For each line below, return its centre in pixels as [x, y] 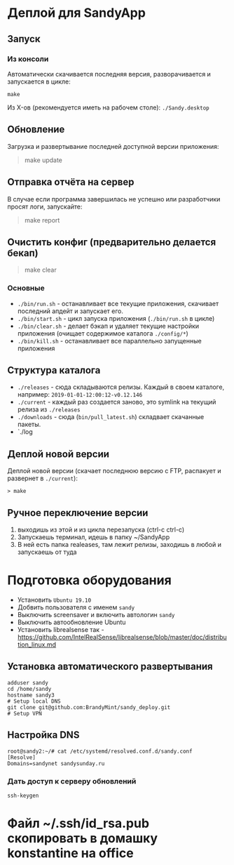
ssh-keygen [23, 795]
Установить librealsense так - [61, 629]
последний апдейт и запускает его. [70, 311]
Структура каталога [54, 370]
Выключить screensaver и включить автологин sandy [96, 614]
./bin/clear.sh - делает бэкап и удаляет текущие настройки [108, 326]
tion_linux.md [37, 645]
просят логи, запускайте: [45, 206]
